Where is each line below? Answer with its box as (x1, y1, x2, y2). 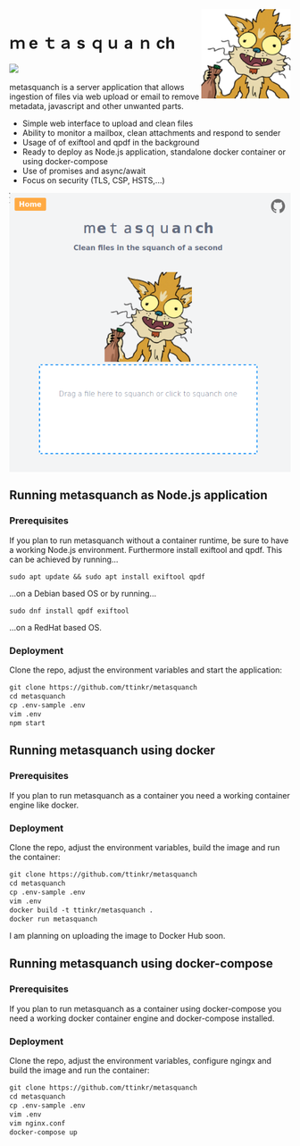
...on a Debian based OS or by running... (9, 588, 157, 598)
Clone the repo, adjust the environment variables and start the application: (9, 665, 283, 675)
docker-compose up (9, 1127, 78, 1137)
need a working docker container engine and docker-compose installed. (9, 1013, 275, 1024)
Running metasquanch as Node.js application (9, 488, 268, 503)
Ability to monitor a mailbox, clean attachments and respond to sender (21, 127, 281, 138)
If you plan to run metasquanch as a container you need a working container (9, 790, 290, 800)
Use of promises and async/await (21, 165, 146, 176)
